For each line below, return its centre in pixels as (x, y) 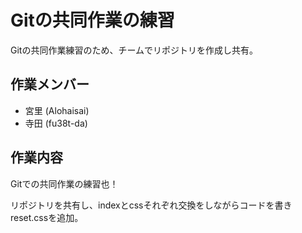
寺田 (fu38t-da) (56, 123)
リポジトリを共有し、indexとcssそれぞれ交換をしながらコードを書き (151, 205)
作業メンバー (50, 84)
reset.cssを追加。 (47, 217)
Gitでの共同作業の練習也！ (64, 183)
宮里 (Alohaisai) (57, 110)
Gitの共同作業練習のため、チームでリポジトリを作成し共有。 (134, 50)
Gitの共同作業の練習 (92, 20)
